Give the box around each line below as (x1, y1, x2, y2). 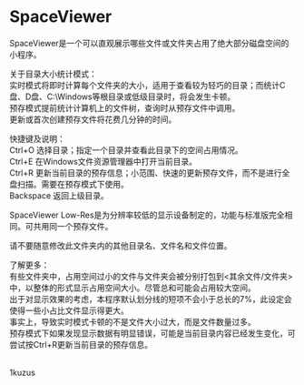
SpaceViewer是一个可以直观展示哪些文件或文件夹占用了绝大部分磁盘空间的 (9, 37, 289, 48)
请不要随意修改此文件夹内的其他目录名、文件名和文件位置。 (9, 239, 232, 251)
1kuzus (9, 367, 36, 378)
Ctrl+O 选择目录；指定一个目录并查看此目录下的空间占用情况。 (9, 144, 243, 156)
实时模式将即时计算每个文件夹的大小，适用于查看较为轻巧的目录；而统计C (9, 79, 286, 90)
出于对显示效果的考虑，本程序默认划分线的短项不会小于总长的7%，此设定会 (9, 293, 292, 304)
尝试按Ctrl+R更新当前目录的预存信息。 (9, 339, 152, 350)
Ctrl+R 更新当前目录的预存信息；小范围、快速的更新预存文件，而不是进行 (9, 167, 282, 178)
